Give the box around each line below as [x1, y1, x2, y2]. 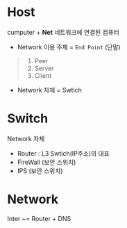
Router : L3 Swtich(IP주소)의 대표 [17, 149, 110, 157]
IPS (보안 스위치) [17, 166, 63, 174]
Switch [7, 111, 49, 127]
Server [34, 64, 54, 72]
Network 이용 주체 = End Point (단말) [17, 42, 121, 51]
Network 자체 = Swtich [17, 85, 82, 94]
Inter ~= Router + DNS [7, 214, 71, 222]
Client [34, 71, 52, 80]
